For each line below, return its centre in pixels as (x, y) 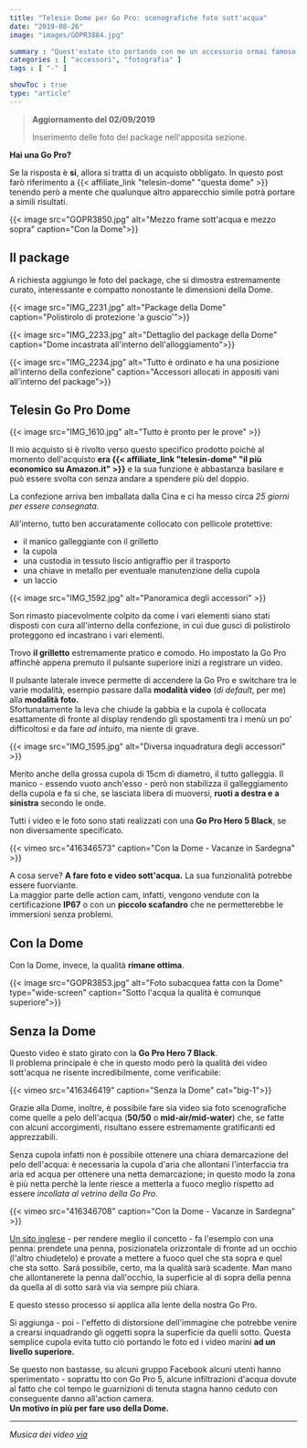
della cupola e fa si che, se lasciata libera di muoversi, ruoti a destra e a (145, 793)
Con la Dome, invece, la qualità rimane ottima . (97, 966)
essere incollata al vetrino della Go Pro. (84, 1194)
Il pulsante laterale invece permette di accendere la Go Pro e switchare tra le (153, 681)
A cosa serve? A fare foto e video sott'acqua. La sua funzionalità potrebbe (151, 876)
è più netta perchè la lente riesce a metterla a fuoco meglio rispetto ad (142, 1184)
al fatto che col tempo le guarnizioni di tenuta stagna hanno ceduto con (144, 1389)
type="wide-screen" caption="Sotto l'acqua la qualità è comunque (136, 993)
